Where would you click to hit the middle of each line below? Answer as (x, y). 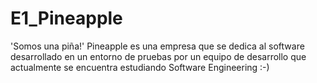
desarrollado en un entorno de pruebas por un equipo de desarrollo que (158, 56)
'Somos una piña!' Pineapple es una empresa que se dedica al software (157, 46)
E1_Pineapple (66, 18)
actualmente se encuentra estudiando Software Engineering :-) (140, 67)
